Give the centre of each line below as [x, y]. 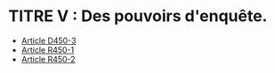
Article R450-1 [48, 49]
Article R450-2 [49, 59]
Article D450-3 [49, 40]
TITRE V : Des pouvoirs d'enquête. [138, 16]
